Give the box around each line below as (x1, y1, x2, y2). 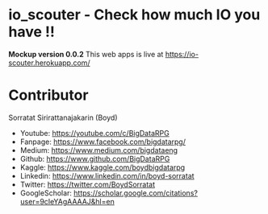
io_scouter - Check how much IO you (8, 6, 261, 24)
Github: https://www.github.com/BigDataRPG (19, 154, 170, 163)
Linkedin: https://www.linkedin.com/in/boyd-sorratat (19, 171, 195, 180)
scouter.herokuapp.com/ (8, 58, 90, 68)
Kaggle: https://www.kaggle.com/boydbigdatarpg (19, 163, 186, 172)
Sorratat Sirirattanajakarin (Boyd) (8, 113, 119, 122)
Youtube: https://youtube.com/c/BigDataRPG (19, 128, 170, 138)
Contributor (8, 86, 89, 105)
